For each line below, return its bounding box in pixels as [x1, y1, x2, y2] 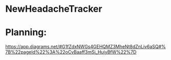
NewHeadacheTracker [5, 3, 102, 15]
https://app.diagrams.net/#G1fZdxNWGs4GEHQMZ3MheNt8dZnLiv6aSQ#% [5, 44, 166, 50]
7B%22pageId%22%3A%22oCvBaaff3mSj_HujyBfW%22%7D [5, 49, 137, 55]
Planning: [5, 27, 47, 38]
